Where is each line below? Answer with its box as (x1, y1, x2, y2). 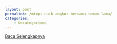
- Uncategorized (14, 20, 47, 25)
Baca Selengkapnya (5, 33, 45, 39)
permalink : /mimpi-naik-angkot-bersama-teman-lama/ (5, 11, 112, 16)
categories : (5, 16, 29, 21)
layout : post (5, 7, 32, 12)
